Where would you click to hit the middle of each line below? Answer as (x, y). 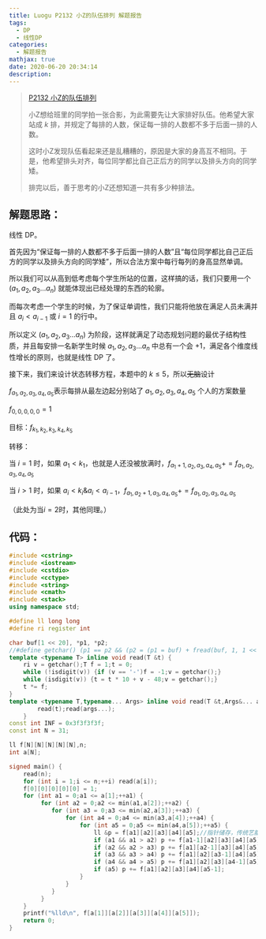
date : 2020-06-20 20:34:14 (53, 67)
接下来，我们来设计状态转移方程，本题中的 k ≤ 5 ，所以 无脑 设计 (112, 374)
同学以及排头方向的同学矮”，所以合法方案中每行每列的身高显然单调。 (135, 262)
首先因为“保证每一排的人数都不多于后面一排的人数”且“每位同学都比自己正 (128, 252)
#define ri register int (50, 628)
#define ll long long (45, 621)
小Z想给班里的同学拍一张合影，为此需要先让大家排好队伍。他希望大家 (141, 114)
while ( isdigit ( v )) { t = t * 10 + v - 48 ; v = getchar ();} (120, 679)
